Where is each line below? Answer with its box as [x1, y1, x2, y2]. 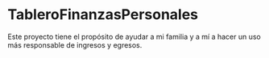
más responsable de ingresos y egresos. [7, 40, 143, 49]
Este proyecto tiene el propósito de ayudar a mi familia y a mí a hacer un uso [7, 32, 261, 41]
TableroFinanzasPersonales [7, 6, 199, 24]
